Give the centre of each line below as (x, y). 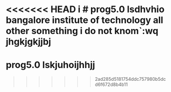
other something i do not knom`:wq (82, 31)
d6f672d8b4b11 (111, 84)
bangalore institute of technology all (84, 20)
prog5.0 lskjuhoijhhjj (50, 65)
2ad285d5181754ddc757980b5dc (130, 79)
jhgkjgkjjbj (28, 42)
